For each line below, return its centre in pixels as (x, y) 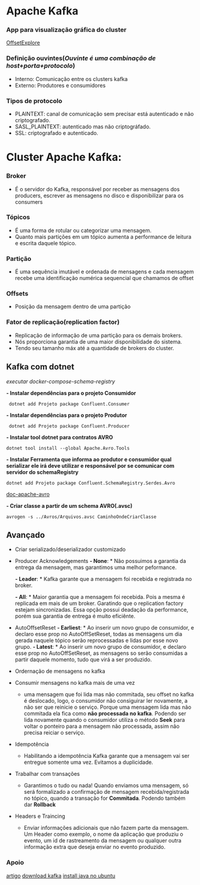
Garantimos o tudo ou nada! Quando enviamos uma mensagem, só (106, 785)
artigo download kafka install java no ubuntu (61, 875)
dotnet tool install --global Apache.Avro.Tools (68, 448)
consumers (29, 201)
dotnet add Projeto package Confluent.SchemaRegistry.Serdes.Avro (91, 483)
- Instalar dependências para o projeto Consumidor (71, 393)
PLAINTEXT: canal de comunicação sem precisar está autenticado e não (104, 114)
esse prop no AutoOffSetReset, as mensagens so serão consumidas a (101, 653)
